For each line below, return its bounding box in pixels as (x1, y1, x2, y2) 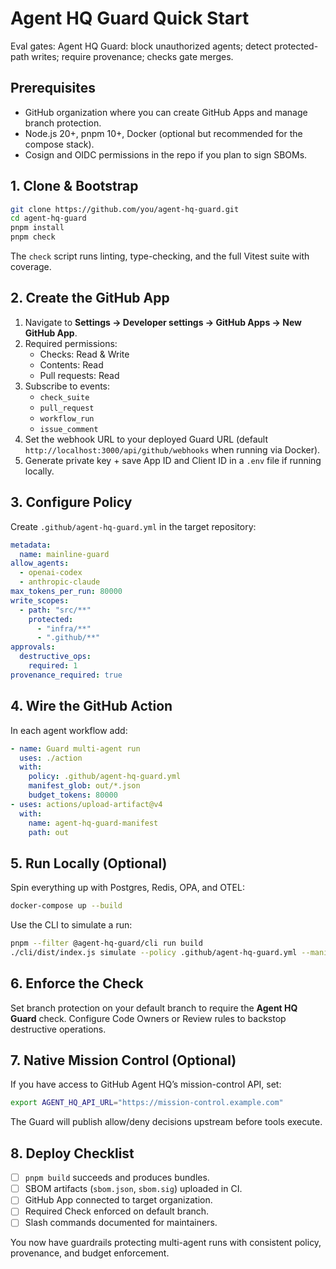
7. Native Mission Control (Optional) (10, 1052, 237, 1069)
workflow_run (39, 413, 95, 424)
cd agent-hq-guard (10, 213, 87, 224)
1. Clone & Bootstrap (10, 178, 139, 195)
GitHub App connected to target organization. (24, 1194, 213, 1206)
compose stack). (24, 138, 95, 150)
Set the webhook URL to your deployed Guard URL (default (24, 433, 269, 445)
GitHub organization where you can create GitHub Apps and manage (24, 106, 308, 118)
